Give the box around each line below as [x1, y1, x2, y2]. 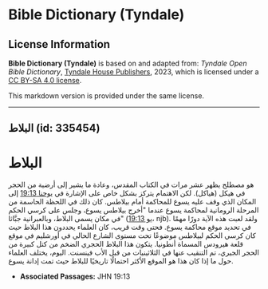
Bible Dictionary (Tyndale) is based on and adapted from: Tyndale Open [8, 58, 247, 68]
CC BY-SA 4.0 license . [8, 76, 82, 85]
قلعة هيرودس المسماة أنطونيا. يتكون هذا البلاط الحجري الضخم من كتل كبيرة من [8, 240, 243, 249]
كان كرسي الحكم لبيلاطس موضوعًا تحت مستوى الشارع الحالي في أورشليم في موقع [8, 231, 257, 240]
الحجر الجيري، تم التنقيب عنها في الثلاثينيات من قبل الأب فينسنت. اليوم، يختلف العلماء [8, 247, 259, 257]
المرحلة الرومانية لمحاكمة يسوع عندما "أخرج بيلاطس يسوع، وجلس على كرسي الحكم [8, 205, 259, 215]
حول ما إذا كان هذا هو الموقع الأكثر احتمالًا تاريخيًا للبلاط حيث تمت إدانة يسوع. [8, 256, 234, 266]
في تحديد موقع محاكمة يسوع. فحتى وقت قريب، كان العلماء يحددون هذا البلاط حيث [8, 222, 251, 232]
